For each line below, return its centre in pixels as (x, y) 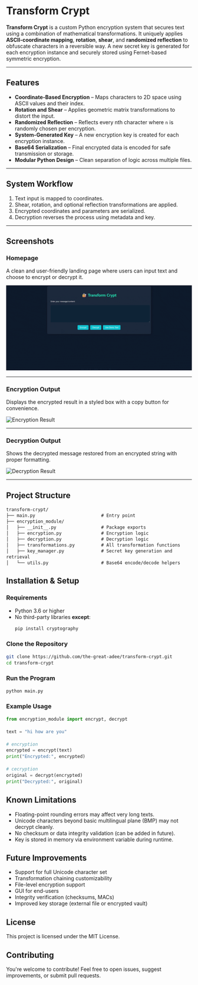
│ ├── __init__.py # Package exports (76, 527)
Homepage (22, 258)
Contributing (30, 955)
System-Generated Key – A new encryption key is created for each (97, 135)
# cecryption (22, 769)
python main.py (25, 691)
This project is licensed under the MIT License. (63, 937)
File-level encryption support (50, 884)
